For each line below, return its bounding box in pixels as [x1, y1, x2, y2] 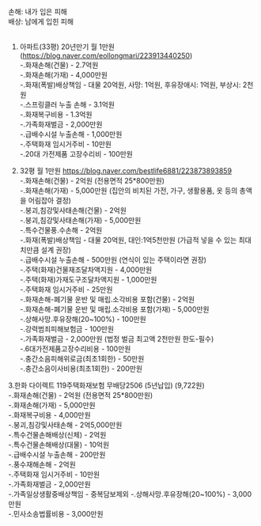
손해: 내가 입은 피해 [8, 7, 67, 16]
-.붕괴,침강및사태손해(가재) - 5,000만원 [19, 216, 142, 225]
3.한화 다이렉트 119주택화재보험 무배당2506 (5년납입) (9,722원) [8, 380, 206, 390]
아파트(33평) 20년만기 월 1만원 [19, 42, 115, 51]
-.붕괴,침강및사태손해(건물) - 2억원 [19, 206, 127, 215]
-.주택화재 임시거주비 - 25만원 [19, 285, 113, 294]
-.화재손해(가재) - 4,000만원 [19, 70, 108, 79]
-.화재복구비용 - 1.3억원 [19, 110, 93, 119]
